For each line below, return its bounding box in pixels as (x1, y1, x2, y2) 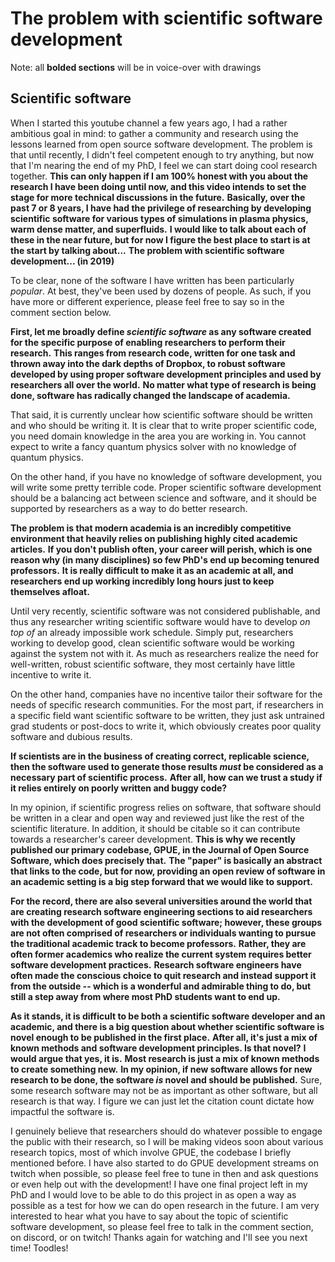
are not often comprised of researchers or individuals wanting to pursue (10, 927, 317, 939)
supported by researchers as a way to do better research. (10, 502, 248, 514)
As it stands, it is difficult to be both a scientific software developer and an (10, 1010, 326, 1022)
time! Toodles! (10, 1242, 69, 1254)
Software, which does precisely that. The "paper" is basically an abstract (10, 854, 323, 866)
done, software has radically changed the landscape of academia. (10, 389, 291, 401)
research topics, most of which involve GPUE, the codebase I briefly (10, 1146, 292, 1158)
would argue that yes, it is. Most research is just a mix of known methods (10, 1052, 320, 1064)
